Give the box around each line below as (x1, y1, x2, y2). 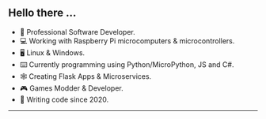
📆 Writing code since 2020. (19, 95, 109, 104)
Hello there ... (8, 6, 77, 20)
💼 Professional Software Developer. (19, 27, 136, 36)
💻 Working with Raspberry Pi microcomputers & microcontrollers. (19, 35, 235, 46)
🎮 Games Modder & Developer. (19, 83, 124, 93)
